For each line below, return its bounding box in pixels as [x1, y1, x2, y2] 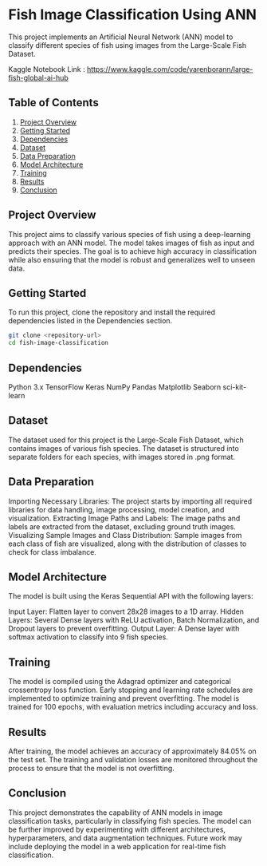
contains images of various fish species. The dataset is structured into [8, 443, 239, 453]
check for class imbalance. [8, 547, 97, 556]
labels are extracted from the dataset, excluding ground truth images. [8, 521, 237, 532]
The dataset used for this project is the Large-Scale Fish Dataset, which [8, 435, 245, 445]
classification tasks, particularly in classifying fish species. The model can [8, 816, 252, 825]
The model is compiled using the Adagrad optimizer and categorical [8, 677, 231, 686]
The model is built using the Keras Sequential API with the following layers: [8, 591, 253, 601]
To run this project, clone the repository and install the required [8, 307, 216, 317]
